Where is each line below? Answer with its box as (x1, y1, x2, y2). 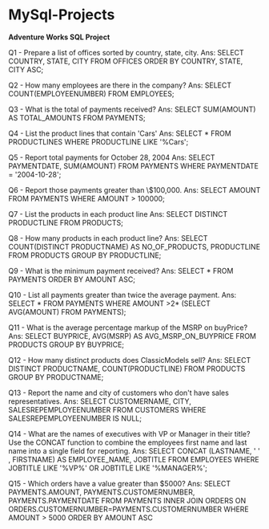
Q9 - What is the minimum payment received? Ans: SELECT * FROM (8, 266, 234, 275)
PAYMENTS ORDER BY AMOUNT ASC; (8, 275, 136, 284)
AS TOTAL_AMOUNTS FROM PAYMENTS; (8, 112, 146, 122)
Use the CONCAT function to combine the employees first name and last (8, 437, 247, 447)
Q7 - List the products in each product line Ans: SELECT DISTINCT (8, 209, 228, 218)
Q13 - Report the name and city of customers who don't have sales (8, 388, 230, 397)
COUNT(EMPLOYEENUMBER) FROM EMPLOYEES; (8, 88, 175, 98)
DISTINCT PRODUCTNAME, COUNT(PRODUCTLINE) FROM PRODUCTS (8, 364, 246, 373)
